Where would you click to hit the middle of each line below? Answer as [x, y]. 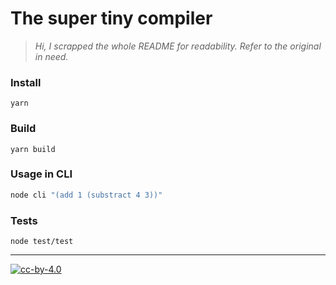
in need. [51, 56]
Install [26, 82]
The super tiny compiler [111, 18]
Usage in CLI [41, 174]
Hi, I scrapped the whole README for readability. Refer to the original [178, 46]
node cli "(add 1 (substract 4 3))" [86, 195]
